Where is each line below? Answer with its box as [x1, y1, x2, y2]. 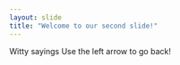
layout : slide [9, 12, 63, 22]
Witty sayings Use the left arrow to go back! [9, 45, 172, 56]
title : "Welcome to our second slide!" [9, 21, 159, 30]
